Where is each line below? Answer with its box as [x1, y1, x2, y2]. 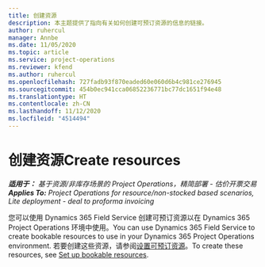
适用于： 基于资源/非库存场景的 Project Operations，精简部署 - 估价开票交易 [8, 179, 257, 189]
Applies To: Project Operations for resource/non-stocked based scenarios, [8, 188, 255, 197]
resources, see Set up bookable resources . [8, 250, 149, 259]
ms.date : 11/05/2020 [8, 41, 77, 49]
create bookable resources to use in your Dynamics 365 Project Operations [8, 231, 255, 241]
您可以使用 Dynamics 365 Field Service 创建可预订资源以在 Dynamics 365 [8, 212, 250, 222]
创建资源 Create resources [8, 151, 181, 170]
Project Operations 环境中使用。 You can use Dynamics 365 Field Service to [8, 223, 255, 232]
